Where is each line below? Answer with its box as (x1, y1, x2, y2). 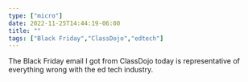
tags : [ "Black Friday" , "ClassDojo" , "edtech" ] (8, 34, 163, 43)
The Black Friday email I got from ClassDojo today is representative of (8, 56, 240, 66)
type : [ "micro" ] (8, 11, 63, 20)
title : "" (8, 27, 42, 35)
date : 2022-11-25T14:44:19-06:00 (8, 19, 121, 27)
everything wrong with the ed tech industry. (8, 65, 154, 75)
